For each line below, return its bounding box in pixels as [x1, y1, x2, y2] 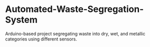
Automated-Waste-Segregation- [5, 3, 144, 15]
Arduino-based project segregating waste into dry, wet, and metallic [5, 30, 145, 36]
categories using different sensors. [5, 36, 77, 42]
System [5, 14, 38, 25]
